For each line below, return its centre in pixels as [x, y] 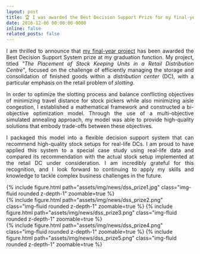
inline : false [24, 28]
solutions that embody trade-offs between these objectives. [80, 126]
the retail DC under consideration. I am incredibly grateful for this [100, 163]
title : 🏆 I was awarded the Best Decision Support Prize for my [89, 17]
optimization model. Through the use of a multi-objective [113, 114]
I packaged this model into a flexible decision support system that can [100, 137]
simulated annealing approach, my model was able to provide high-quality [100, 120]
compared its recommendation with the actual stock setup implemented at [100, 157]
